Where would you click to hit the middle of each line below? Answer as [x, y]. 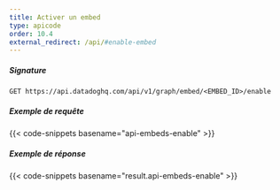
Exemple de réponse [47, 153]
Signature [28, 70]
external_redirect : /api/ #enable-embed [83, 42]
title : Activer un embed [55, 17]
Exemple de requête [47, 110]
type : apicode [35, 26]
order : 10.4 [31, 34]
